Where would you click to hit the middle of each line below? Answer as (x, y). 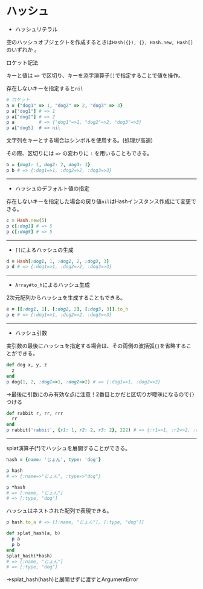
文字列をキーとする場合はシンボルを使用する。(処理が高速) (79, 140)
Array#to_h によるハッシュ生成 (52, 285)
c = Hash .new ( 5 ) (27, 220)
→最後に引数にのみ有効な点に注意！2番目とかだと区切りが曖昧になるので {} (101, 394)
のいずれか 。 (23, 49)
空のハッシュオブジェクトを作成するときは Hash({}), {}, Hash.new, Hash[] (100, 42)
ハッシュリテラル (36, 29)
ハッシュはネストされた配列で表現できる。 (59, 511)
